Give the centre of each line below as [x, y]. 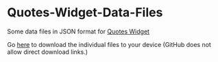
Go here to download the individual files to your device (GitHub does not [109, 44]
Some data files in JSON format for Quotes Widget [78, 31]
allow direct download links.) [47, 52]
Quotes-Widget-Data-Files [85, 13]
